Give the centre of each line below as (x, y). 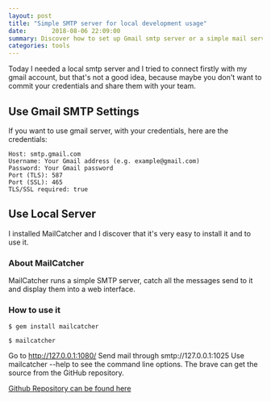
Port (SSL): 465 (35, 182)
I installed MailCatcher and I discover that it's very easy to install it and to (130, 233)
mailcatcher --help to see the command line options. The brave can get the (133, 365)
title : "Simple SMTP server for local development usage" (108, 23)
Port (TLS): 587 (35, 175)
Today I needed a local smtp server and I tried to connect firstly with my (128, 69)
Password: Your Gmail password (61, 168)
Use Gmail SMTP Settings (74, 111)
